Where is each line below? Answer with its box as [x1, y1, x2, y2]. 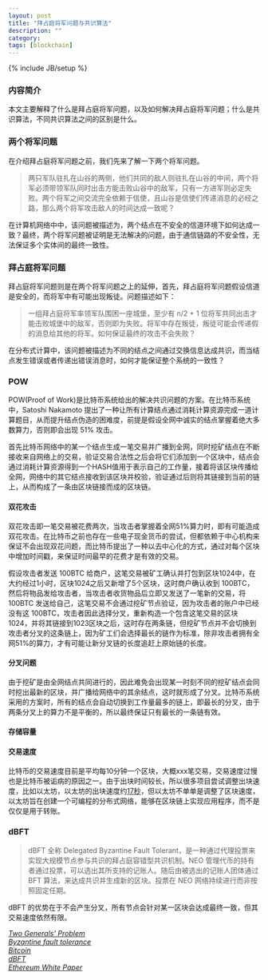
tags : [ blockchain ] [8, 42, 73, 50]
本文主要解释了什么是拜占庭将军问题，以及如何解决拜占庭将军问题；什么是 [8, 105, 253, 114]
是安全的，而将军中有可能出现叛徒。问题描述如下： [8, 292, 176, 301]
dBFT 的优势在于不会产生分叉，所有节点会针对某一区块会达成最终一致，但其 [8, 902, 258, 912]
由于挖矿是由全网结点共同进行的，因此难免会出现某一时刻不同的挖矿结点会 [8, 677, 253, 687]
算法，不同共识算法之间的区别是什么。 [14, 114, 141, 124]
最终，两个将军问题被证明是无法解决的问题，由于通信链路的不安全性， [22, 229, 253, 240]
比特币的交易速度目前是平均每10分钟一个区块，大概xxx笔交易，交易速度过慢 [8, 766, 258, 775]
